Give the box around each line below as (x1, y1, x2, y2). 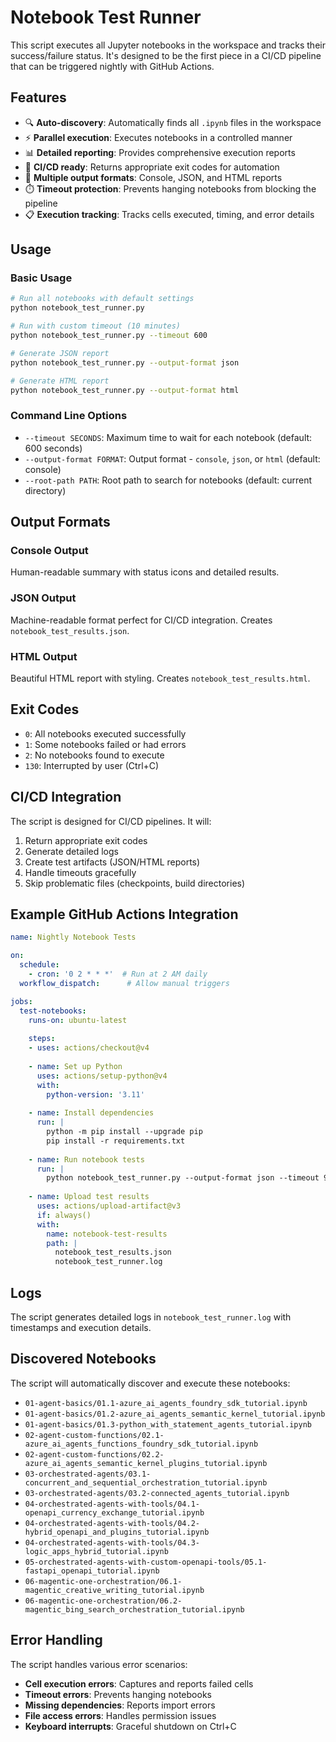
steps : (28, 1034, 56, 1044)
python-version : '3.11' (46, 1089, 145, 1100)
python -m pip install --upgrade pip (46, 1127, 203, 1137)
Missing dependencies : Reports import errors (24, 1699, 216, 1711)
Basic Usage (10, 271, 73, 285)
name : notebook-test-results (46, 1229, 168, 1239)
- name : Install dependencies (28, 1108, 155, 1118)
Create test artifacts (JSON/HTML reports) (24, 856, 201, 868)
